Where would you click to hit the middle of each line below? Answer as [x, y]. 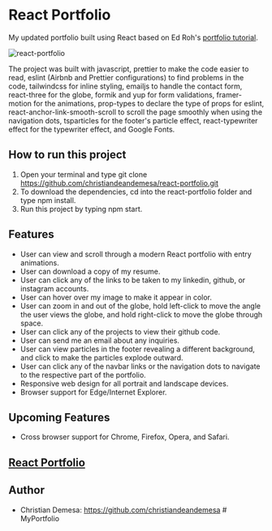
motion [20, 103]
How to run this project [67, 155]
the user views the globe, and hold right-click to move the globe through [141, 314]
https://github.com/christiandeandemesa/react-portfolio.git [119, 183]
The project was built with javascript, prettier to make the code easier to [129, 69]
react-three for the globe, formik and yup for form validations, [112, 94]
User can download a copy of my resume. [90, 271]
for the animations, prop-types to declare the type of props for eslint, [149, 103]
